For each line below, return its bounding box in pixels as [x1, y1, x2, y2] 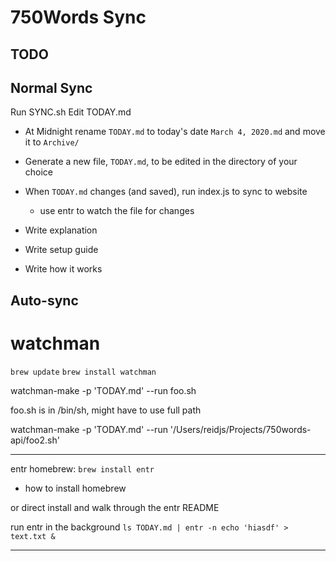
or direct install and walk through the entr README [10, 501, 220, 513]
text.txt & [10, 531, 56, 541]
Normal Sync [10, 79, 93, 96]
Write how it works [24, 263, 103, 275]
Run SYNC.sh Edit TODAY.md [10, 106, 132, 118]
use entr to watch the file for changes [39, 205, 195, 217]
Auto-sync [10, 292, 79, 309]
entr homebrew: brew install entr [10, 462, 155, 475]
